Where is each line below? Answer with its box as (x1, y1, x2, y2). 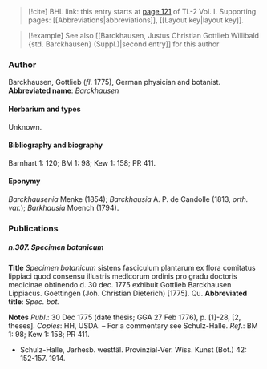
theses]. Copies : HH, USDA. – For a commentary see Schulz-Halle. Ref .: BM (8, 320, 258, 331)
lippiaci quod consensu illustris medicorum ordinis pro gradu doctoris (8, 271, 238, 281)
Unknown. (8, 122, 42, 131)
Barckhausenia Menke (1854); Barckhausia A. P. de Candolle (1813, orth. (8, 194, 249, 203)
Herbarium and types (8, 104, 82, 114)
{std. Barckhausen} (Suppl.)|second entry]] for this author (27, 39, 220, 49)
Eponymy (8, 176, 41, 187)
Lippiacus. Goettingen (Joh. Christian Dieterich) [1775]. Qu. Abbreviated (8, 288, 248, 298)
